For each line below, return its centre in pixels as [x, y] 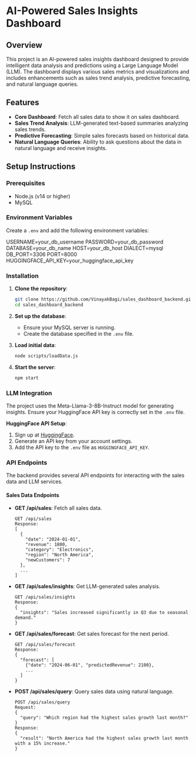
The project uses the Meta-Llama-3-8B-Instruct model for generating [90, 406]
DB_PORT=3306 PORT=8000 [42, 254]
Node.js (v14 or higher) [42, 196]
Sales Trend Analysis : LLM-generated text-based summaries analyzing [102, 123]
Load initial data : [35, 345]
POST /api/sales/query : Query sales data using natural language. [94, 692]
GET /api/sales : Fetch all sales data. [58, 508]
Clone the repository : [41, 289]
